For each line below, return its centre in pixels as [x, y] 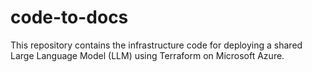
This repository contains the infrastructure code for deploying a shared [156, 45]
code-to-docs [69, 17]
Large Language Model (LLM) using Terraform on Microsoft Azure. [147, 55]
